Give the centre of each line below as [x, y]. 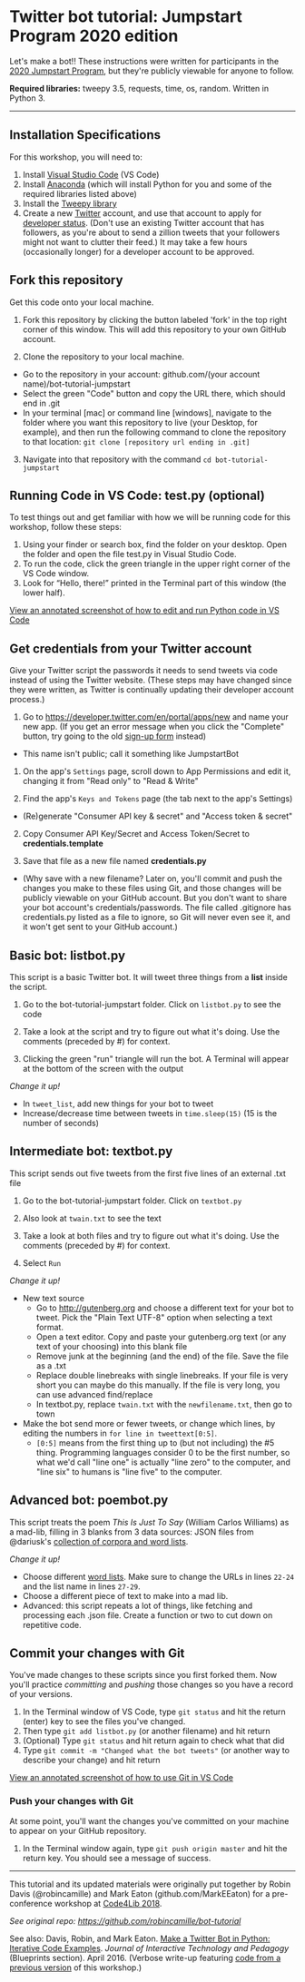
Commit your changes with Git [97, 1653]
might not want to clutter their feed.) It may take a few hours [135, 241]
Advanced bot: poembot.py [89, 1501]
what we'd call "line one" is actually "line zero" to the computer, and [163, 1462]
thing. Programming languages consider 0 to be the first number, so [163, 1452]
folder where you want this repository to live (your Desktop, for [140, 422]
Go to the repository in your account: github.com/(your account [141, 374]
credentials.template [63, 844]
